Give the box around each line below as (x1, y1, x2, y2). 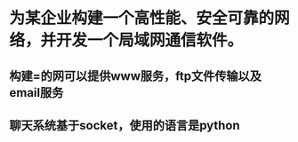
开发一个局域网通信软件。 (56, 30, 244, 51)
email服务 (9, 85, 64, 100)
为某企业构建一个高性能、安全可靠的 (9, 8, 275, 28)
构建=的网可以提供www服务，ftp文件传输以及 (9, 68, 262, 83)
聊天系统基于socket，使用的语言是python (9, 117, 240, 133)
